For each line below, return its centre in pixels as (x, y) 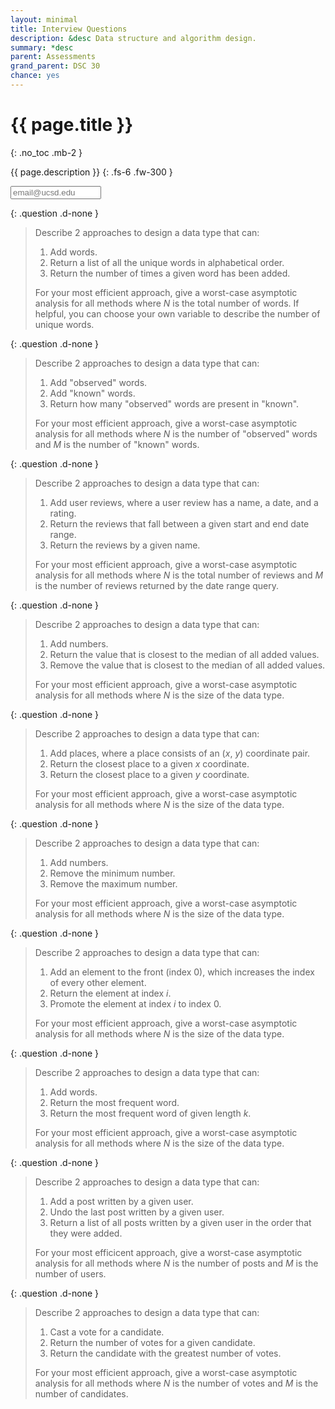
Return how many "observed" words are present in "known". (174, 403)
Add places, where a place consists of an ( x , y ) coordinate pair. (180, 753)
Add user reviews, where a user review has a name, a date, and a (184, 502)
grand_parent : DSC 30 (55, 66)
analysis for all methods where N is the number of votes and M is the (176, 1383)
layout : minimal (44, 19)
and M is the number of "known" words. (117, 444)
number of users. (70, 1273)
